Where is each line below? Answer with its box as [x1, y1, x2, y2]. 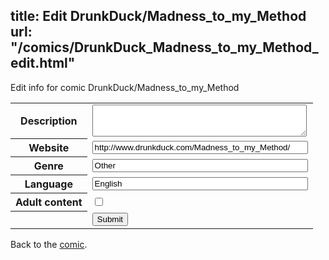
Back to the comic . [10, 238, 88, 250]
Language [24, 177, 73, 191]
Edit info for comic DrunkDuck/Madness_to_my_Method [10, 81, 240, 93]
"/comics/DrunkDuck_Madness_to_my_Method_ [10, 39, 319, 56]
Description [20, 114, 78, 128]
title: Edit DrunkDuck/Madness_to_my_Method [10, 8, 307, 25]
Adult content [15, 195, 83, 209]
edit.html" [10, 55, 76, 72]
